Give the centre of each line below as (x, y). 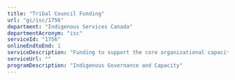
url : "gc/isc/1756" (36, 20)
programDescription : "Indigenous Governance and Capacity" (95, 65)
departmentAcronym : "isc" (45, 33)
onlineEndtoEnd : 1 (34, 46)
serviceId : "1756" (34, 40)
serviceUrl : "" (29, 59)
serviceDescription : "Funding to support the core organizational (106, 53)
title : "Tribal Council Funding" (56, 14)
